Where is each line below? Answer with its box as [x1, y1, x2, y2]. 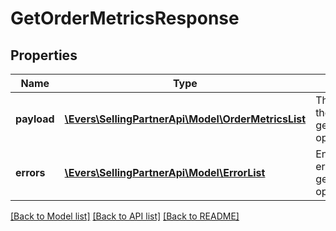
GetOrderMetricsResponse [10, 7, 240, 30]
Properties [10, 47, 78, 64]
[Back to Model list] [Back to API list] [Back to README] [10, 210, 240, 222]
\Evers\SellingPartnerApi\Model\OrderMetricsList [64, 112, 307, 126]
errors [15, 166, 46, 179]
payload [15, 112, 55, 126]
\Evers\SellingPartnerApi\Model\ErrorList [64, 166, 266, 179]
